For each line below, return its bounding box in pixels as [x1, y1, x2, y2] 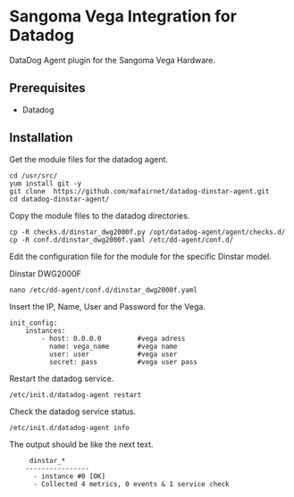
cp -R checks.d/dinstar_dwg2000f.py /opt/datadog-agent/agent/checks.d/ [9, 228, 286, 236]
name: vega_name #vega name [48, 342, 178, 351]
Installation [9, 130, 73, 145]
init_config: [9, 319, 58, 327]
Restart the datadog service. [9, 373, 114, 384]
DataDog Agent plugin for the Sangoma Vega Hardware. [9, 54, 216, 65]
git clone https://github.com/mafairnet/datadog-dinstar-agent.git [9, 186, 270, 195]
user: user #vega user [48, 350, 178, 359]
